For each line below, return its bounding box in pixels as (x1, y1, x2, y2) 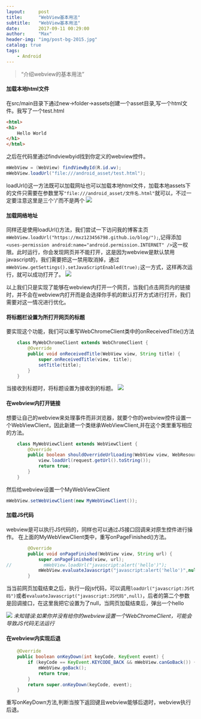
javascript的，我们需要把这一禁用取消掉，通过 (6, 256, 120, 263)
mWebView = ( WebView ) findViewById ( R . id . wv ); (6, 165, 121, 171)
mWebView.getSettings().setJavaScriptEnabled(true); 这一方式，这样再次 (6, 264, 187, 271)
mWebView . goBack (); (38, 665, 87, 671)
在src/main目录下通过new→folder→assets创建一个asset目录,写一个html (6, 99, 182, 106)
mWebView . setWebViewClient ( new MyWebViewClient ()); (6, 498, 138, 504)
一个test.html (32, 107, 65, 114)
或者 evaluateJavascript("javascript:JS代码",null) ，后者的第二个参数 (16, 592, 190, 599)
